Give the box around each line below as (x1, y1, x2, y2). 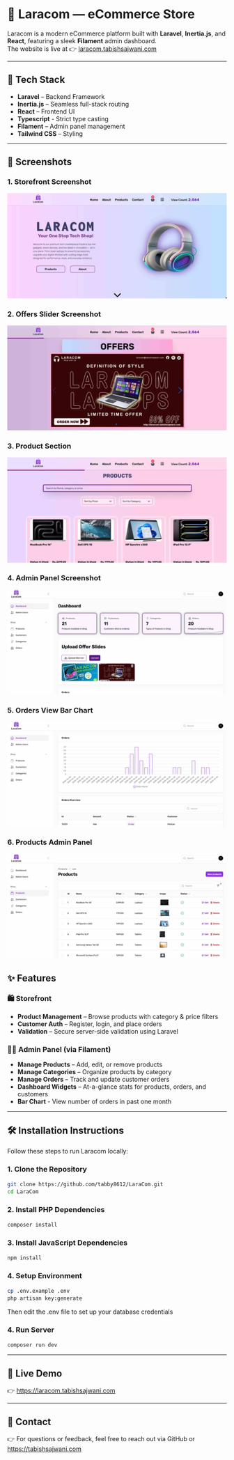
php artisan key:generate (7, 1295, 82, 1302)
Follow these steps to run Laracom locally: (7, 1147, 129, 1155)
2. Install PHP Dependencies (7, 1204, 105, 1214)
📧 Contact (7, 1415, 52, 1427)
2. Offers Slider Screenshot (7, 309, 101, 319)
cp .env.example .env (7, 1288, 70, 1295)
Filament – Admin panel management (17, 122, 125, 130)
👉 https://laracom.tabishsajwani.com (7, 1386, 116, 1395)
